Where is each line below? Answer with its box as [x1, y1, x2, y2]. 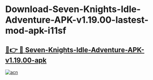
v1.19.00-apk [5, 56, 47, 64]
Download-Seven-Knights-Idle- [5, 4, 141, 15]
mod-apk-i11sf [5, 25, 66, 36]
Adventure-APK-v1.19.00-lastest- [5, 14, 149, 26]
